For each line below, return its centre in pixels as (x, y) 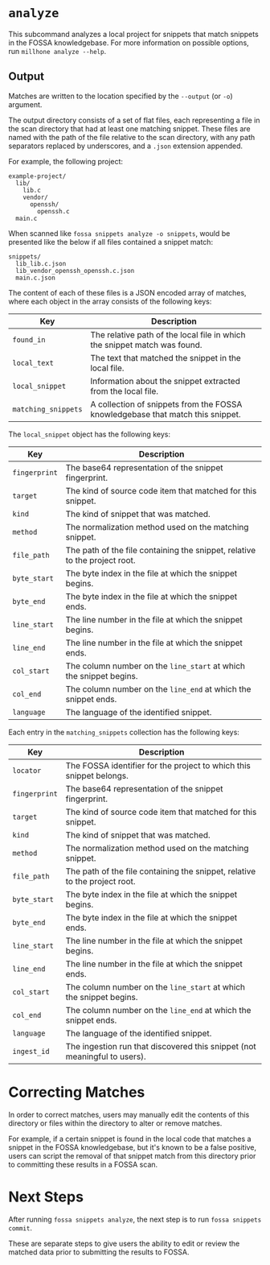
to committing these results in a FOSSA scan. (83, 1164)
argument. (25, 104)
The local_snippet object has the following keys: (90, 434)
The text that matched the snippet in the (166, 358)
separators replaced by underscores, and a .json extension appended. (126, 146)
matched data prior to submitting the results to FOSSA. (99, 1252)
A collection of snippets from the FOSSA (166, 404)
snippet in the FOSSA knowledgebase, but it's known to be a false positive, (133, 1147)
